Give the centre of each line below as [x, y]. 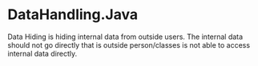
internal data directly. [42, 53]
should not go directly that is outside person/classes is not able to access [129, 45]
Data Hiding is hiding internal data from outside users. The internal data [125, 37]
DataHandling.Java [73, 15]
